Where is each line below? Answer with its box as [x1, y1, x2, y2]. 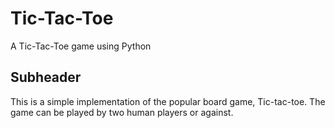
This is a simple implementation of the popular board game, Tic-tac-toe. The [10, 95, 326, 107]
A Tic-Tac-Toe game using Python [10, 40, 152, 52]
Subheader [10, 69, 82, 86]
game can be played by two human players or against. [10, 106, 234, 118]
